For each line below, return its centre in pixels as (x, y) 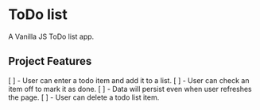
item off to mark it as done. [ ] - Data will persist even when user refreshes (130, 89)
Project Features (50, 61)
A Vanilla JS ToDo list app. (51, 36)
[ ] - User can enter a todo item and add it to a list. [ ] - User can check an (129, 80)
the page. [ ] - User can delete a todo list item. (84, 97)
